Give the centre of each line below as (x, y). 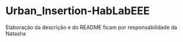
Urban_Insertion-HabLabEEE (78, 11)
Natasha (16, 33)
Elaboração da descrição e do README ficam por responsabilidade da (91, 27)
